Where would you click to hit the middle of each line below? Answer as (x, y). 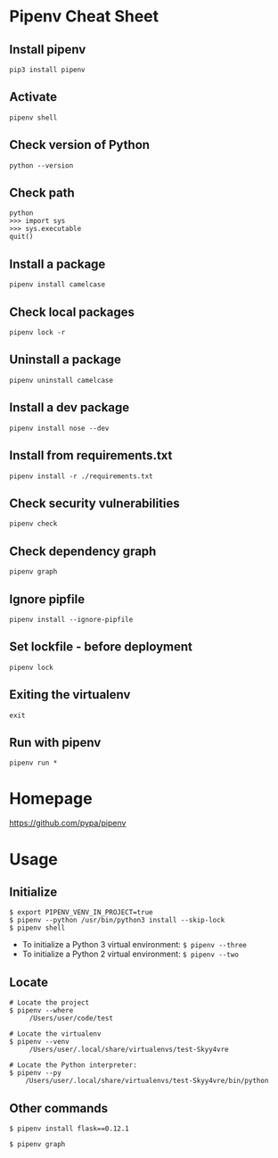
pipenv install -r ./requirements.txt (81, 476)
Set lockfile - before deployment (101, 647)
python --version (41, 165)
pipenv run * (33, 763)
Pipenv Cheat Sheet (84, 17)
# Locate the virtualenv (55, 1034)
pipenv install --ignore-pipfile (71, 619)
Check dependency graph (83, 551)
